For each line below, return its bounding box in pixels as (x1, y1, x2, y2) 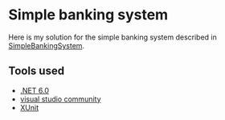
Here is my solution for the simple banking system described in (8, 32, 217, 42)
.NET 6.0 (19, 85, 50, 95)
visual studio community (19, 94, 102, 104)
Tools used (8, 64, 65, 78)
